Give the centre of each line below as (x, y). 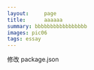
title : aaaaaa (35, 20)
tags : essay (24, 39)
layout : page (32, 13)
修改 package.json (33, 60)
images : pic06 (27, 33)
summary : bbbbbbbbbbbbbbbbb (47, 26)
